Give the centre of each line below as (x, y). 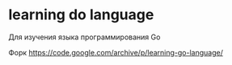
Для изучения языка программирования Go (84, 37)
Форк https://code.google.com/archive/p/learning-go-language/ (116, 52)
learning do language (81, 15)
